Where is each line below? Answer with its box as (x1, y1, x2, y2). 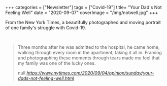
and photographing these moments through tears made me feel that (17, 55, 160, 61)
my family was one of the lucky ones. (17, 60, 96, 66)
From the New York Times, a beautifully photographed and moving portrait (5, 20, 161, 25)
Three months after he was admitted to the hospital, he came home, (17, 44, 160, 50)
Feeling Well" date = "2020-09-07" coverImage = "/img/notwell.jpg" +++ (5, 10, 158, 16)
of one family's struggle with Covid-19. (5, 25, 86, 31)
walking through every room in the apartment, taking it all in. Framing (17, 50, 162, 55)
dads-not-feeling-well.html (17, 75, 75, 81)
